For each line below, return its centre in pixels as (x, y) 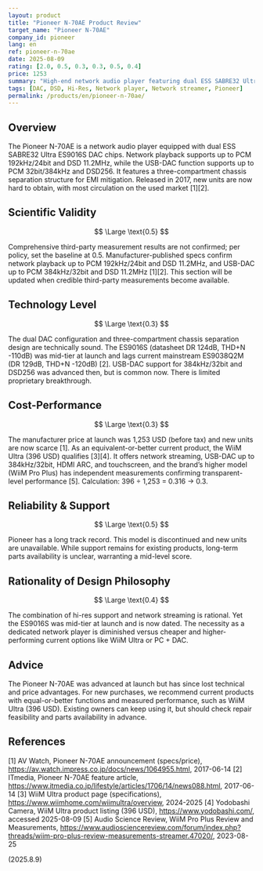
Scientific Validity (52, 213)
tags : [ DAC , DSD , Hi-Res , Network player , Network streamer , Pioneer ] (126, 88)
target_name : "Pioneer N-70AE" (59, 30)
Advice (26, 665)
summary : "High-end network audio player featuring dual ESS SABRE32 (124, 81)
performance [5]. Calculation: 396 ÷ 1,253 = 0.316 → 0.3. (117, 481)
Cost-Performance (55, 405)
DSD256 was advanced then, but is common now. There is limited (114, 372)
